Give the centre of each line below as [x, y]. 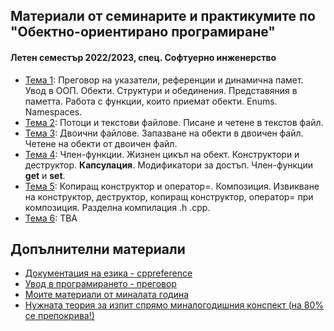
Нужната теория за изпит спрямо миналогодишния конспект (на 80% [174, 305]
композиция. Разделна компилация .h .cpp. [117, 207]
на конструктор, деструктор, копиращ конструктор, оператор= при [169, 196]
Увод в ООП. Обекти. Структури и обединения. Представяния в [161, 90]
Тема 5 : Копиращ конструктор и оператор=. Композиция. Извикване [172, 186]
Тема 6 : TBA [51, 218]
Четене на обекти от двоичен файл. [101, 143]
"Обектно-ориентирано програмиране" [143, 32]
